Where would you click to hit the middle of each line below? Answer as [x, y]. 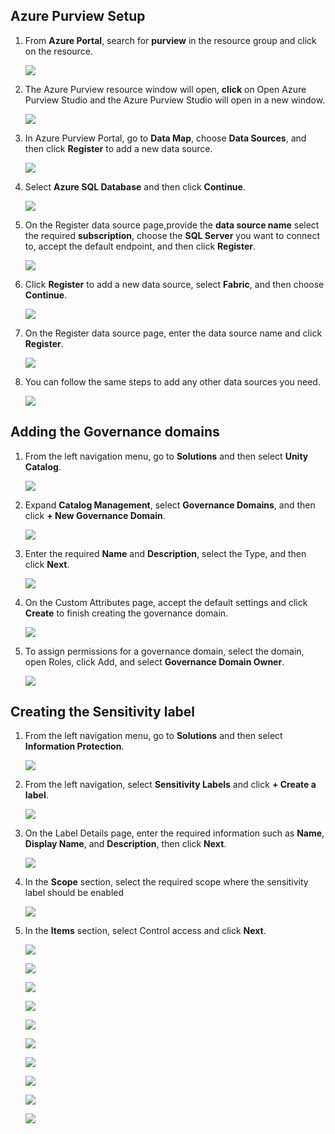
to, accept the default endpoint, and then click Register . [140, 246]
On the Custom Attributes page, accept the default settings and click [166, 602]
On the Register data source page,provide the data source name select [172, 225]
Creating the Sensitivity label [103, 712]
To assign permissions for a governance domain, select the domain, [164, 651]
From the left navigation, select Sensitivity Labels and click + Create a [170, 785]
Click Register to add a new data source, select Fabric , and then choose [174, 284]
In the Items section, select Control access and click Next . [145, 931]
